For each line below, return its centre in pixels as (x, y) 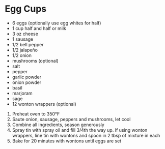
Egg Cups (26, 9)
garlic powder (27, 77)
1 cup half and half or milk (39, 28)
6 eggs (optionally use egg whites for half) (57, 23)
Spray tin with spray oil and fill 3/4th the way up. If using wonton (80, 130)
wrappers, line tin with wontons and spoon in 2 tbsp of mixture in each (86, 135)
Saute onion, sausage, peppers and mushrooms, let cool (71, 119)
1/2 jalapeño (25, 50)
